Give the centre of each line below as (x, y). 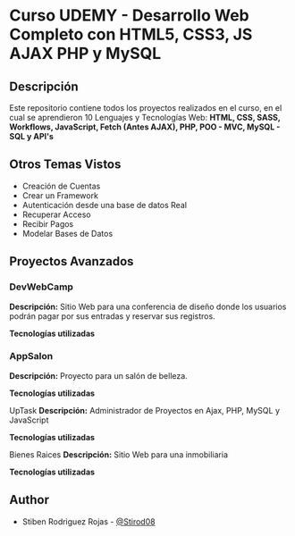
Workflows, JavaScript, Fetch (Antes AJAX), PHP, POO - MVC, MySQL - (145, 127)
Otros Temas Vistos (65, 165)
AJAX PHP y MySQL (85, 54)
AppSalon (31, 356)
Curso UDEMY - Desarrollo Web (129, 16)
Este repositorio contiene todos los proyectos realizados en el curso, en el (146, 108)
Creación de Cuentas (61, 186)
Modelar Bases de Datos (67, 233)
